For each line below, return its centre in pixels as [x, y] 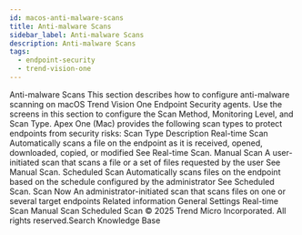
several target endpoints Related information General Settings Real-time [144, 200]
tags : [20, 52]
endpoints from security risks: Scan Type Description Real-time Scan [139, 133]
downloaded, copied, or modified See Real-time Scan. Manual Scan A [140, 152]
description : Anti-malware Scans [73, 43]
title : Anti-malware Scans [60, 26]
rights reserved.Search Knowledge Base [85, 220]
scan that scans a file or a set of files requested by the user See [161, 162]
